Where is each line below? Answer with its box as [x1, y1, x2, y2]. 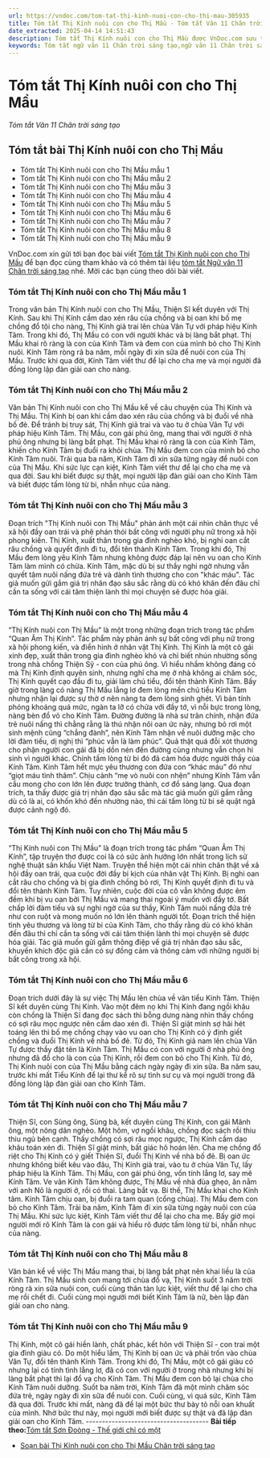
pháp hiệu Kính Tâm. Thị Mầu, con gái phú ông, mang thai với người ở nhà [8, 429, 252, 438]
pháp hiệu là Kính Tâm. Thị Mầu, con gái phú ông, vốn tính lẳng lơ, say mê [8, 1168, 253, 1178]
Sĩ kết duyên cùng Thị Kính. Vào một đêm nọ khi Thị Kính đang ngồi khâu [8, 1001, 251, 1011]
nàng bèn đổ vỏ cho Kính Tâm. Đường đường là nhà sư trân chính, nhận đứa [8, 710, 259, 721]
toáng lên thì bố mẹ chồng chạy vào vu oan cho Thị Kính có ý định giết [8, 1027, 243, 1037]
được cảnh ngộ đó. [8, 805, 71, 814]
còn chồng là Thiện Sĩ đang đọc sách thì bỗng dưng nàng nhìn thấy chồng [8, 1010, 254, 1020]
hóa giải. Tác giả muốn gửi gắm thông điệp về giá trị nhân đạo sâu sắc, [8, 938, 243, 947]
